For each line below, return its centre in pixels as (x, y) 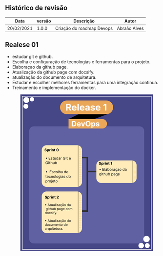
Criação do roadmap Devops (84, 28)
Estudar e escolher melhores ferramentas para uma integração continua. (85, 82)
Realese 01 (22, 45)
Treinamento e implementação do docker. (54, 88)
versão (44, 21)
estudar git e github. (32, 56)
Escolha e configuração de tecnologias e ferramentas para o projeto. (81, 62)
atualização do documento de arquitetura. (54, 77)
